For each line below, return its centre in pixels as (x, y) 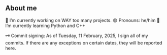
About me (21, 8)
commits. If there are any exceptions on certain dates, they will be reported (84, 42)
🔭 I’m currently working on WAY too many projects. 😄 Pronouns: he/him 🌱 (82, 20)
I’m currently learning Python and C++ (45, 25)
